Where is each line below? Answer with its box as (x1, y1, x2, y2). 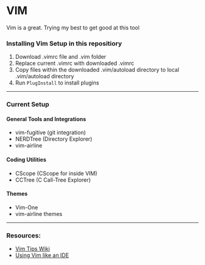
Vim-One (15, 203, 38, 211)
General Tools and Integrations (6, 115, 87, 122)
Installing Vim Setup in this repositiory (6, 39, 122, 48)
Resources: (6, 231, 41, 239)
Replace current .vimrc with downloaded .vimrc (15, 59, 134, 67)
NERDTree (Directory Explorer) (15, 135, 93, 143)
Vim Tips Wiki (15, 245, 50, 253)
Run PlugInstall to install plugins (15, 79, 99, 86)
